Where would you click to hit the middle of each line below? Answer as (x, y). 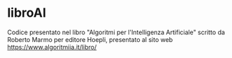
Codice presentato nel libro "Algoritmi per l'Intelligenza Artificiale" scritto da (116, 32)
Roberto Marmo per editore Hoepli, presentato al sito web (90, 39)
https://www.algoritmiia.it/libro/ (52, 47)
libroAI (27, 13)
